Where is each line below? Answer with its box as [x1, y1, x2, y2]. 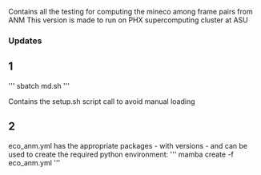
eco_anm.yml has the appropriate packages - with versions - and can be [8, 141, 248, 150]
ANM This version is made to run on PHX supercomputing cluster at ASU [8, 15, 248, 25]
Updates [8, 35, 42, 46]
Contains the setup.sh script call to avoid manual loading [8, 96, 195, 106]
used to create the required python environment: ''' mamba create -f [8, 149, 235, 159]
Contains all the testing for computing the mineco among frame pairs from [8, 7, 254, 16]
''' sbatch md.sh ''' [8, 81, 70, 90]
